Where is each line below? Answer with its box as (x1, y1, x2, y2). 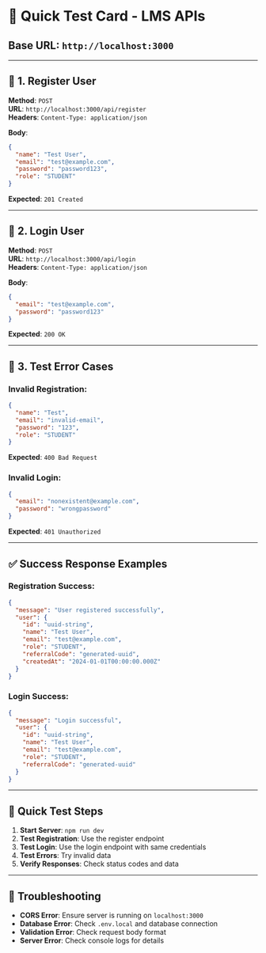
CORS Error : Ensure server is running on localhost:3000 (19, 910, 203, 921)
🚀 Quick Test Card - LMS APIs (8, 7, 206, 25)
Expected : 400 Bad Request (8, 453, 97, 462)
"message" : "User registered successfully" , (15, 606, 165, 614)
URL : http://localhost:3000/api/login (8, 253, 136, 264)
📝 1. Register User (8, 74, 97, 88)
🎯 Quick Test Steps (8, 804, 104, 818)
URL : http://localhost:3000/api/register (8, 104, 146, 113)
